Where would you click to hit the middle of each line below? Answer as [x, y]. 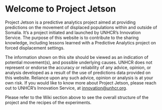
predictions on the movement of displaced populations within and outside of [81, 27]
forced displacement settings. [35, 48]
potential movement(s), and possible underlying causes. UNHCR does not [79, 62]
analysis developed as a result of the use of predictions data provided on [78, 72]
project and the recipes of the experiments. [48, 102]
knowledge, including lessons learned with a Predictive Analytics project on [81, 42]
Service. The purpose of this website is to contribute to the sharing [72, 38]
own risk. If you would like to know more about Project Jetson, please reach [81, 82]
